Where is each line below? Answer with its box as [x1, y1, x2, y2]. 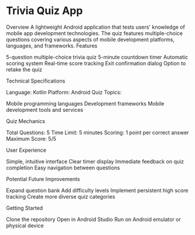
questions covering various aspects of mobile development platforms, [6, 36, 175, 43]
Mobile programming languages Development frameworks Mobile [6, 100, 165, 107]
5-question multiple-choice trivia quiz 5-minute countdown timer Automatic [6, 53, 189, 60]
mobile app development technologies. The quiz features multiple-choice [6, 29, 183, 36]
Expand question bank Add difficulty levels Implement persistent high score [6, 186, 189, 194]
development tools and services [6, 106, 84, 113]
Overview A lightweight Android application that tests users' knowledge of [6, 23, 186, 30]
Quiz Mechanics [6, 117, 46, 124]
